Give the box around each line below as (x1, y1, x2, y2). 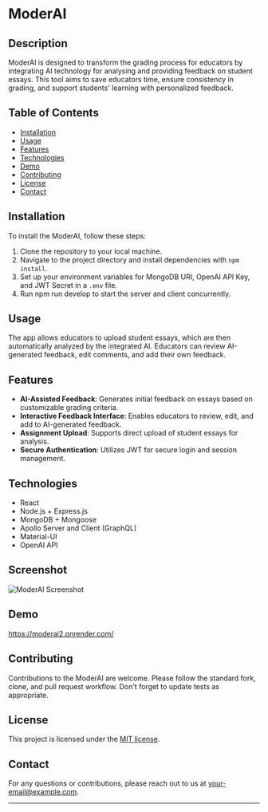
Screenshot (8, 563, 68, 577)
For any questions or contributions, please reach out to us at (8, 778, 207, 788)
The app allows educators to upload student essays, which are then (8, 333, 231, 343)
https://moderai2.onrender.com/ (8, 629, 114, 638)
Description (8, 37, 68, 50)
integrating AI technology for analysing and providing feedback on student (8, 66, 253, 76)
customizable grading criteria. (19, 403, 119, 412)
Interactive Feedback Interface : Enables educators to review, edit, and (19, 412, 254, 421)
